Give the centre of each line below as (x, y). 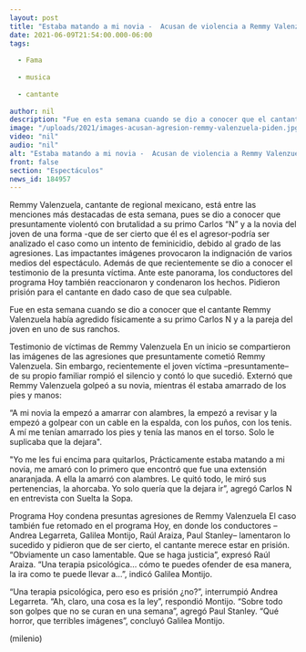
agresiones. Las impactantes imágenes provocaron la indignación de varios (151, 254)
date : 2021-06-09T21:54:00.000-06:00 (81, 35)
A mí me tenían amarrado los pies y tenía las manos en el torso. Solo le (142, 432)
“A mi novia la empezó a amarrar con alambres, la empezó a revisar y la (143, 413)
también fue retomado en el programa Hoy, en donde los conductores (140, 526)
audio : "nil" (34, 145)
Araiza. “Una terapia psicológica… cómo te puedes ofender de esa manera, (151, 564)
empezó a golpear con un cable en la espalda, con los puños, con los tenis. (151, 423)
